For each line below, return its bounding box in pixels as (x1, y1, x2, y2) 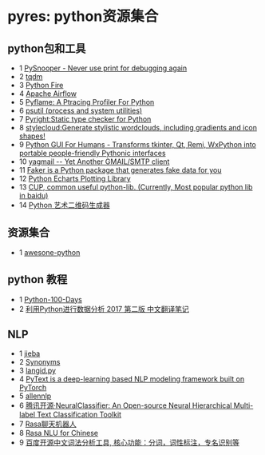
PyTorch (18, 383, 47, 393)
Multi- (233, 401, 254, 410)
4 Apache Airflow (18, 89, 77, 98)
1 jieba (18, 349, 41, 358)
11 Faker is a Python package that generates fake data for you (18, 166, 222, 174)
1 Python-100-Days (18, 294, 83, 304)
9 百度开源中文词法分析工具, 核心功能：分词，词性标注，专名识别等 (18, 437, 240, 448)
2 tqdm (18, 72, 43, 81)
